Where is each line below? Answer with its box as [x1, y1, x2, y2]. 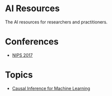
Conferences [5, 36, 59, 47]
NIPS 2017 [12, 52, 33, 58]
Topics [5, 69, 33, 80]
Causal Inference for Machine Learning [12, 85, 91, 91]
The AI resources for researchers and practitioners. [5, 19, 108, 25]
